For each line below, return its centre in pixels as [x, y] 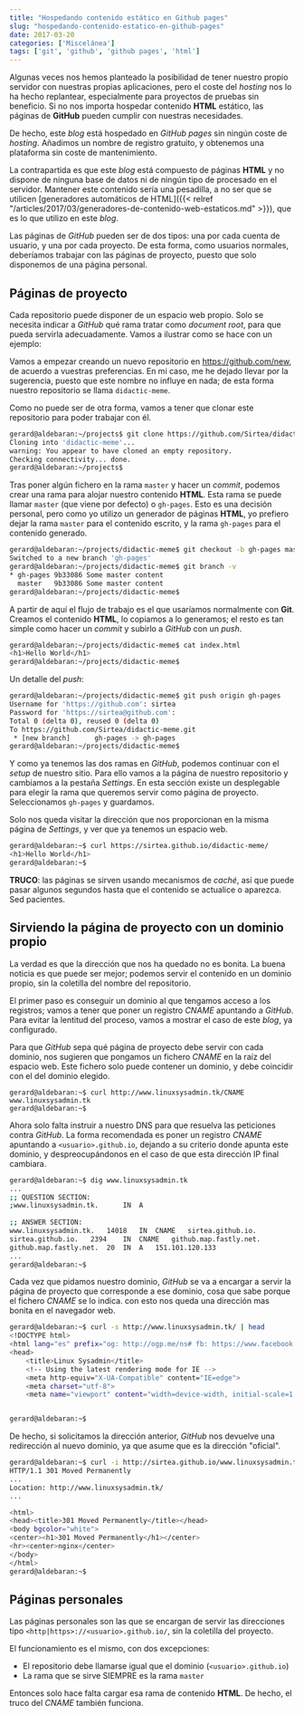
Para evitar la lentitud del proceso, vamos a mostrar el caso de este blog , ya [151, 1019]
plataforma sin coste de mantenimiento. [83, 153]
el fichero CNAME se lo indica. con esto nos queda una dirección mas [139, 1301]
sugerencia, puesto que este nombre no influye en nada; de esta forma [142, 381]
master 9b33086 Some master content [91, 583]
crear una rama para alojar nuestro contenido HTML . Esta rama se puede [146, 495]
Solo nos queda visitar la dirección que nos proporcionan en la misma [139, 820]
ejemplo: [26, 343]
